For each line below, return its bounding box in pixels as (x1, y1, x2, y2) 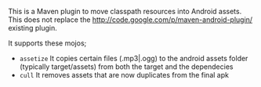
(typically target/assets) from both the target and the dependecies (19, 62, 234, 71)
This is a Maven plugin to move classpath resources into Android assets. (8, 7, 242, 16)
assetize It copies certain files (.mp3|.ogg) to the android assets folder (19, 54, 248, 63)
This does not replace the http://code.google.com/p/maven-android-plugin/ (8, 15, 253, 24)
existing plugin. (8, 24, 57, 32)
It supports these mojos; (8, 38, 87, 48)
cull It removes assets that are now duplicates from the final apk (19, 71, 230, 79)
